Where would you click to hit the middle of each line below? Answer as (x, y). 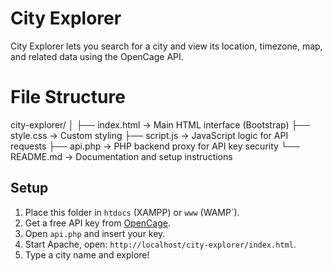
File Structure (68, 97)
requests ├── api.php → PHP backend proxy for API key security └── (155, 146)
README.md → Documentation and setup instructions (121, 156)
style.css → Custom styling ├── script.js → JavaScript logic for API (149, 135)
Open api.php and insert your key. (95, 233)
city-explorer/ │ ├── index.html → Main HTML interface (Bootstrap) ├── (160, 124)
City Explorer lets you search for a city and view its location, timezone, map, (166, 46)
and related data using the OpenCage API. (97, 56)
